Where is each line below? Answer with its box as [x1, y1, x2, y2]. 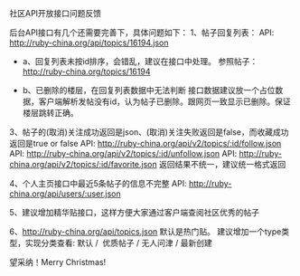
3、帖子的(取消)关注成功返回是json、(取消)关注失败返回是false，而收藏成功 [9, 127, 289, 138]
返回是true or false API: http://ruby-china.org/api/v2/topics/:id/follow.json [9, 138, 282, 148]
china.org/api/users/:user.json [9, 188, 122, 199]
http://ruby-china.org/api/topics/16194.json [9, 37, 169, 48]
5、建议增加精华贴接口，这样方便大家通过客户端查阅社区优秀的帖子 [9, 207, 260, 217]
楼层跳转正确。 [22, 108, 79, 118]
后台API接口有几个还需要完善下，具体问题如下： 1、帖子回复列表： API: [9, 27, 275, 38]
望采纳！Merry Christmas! [9, 257, 107, 267]
